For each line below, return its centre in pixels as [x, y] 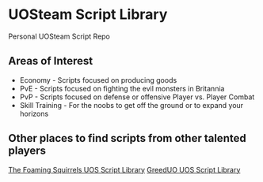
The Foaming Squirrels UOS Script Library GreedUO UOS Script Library [124, 169]
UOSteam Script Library [88, 15]
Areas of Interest [51, 61]
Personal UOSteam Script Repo [59, 36]
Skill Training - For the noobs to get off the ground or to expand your [131, 105]
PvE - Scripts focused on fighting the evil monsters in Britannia [122, 88]
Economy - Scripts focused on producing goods [98, 80]
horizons [34, 113]
